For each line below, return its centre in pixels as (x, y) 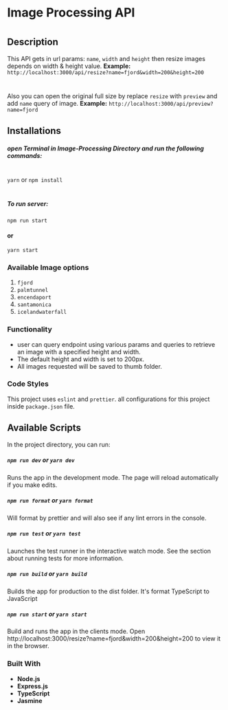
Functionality (30, 330)
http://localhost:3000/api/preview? (161, 104)
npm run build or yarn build (47, 574)
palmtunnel (33, 290)
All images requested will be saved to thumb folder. (90, 366)
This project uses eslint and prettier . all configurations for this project (109, 399)
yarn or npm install (35, 180)
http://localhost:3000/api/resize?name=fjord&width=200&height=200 (106, 72)
